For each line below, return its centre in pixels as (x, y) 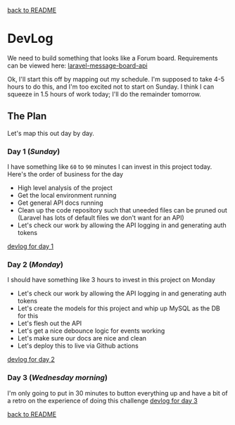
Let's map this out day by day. (51, 133)
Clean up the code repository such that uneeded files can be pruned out (122, 210)
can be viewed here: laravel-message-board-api (77, 65)
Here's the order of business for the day (65, 175)
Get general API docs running (60, 203)
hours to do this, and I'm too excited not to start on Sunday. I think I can (111, 87)
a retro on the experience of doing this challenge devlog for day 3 (103, 400)
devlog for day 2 (31, 360)
